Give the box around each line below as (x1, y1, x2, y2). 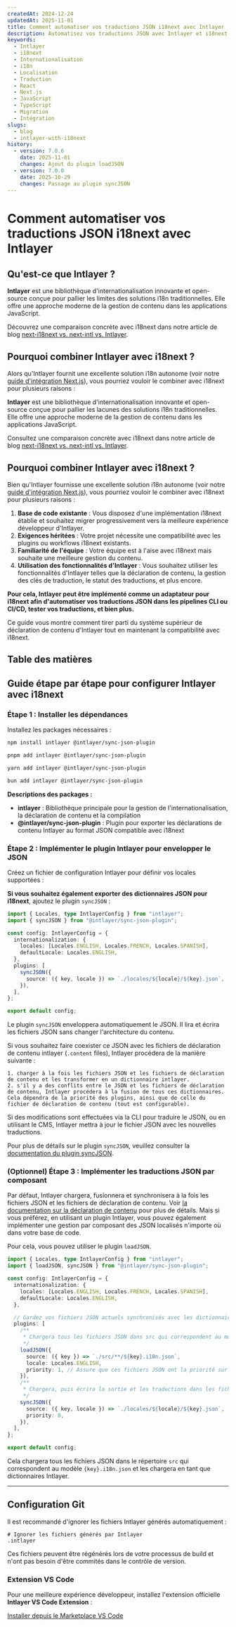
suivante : (7, 1056, 36, 1065)
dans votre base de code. (7, 1229, 81, 1237)
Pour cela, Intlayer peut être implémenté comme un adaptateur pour (7, 590, 210, 598)
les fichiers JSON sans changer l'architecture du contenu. (7, 1028, 175, 1037)
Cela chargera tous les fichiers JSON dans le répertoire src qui (7, 1457, 190, 1465)
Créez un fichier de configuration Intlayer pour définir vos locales (7, 868, 196, 876)
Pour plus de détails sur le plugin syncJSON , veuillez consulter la (7, 1141, 190, 1150)
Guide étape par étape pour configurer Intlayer (7, 678, 216, 689)
